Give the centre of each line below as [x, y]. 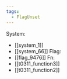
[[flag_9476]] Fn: [35, 57]
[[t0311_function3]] [37, 63]
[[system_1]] [29, 45]
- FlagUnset [26, 17]
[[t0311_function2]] [37, 70]
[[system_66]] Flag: [38, 51]
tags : [13, 11]
